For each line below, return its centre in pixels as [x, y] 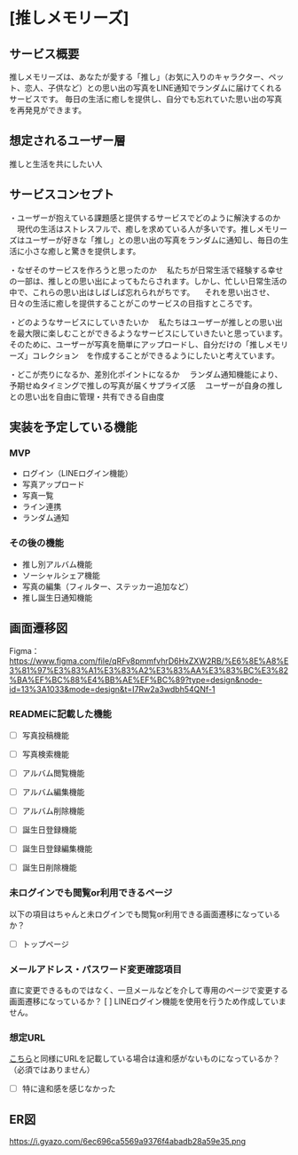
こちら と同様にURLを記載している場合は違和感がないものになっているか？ [145, 1059]
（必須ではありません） [52, 1070]
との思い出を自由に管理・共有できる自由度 [87, 396]
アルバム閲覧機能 [53, 773]
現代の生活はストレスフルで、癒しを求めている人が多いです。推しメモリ [148, 228]
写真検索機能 [45, 754]
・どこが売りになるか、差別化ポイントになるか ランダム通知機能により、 [146, 374]
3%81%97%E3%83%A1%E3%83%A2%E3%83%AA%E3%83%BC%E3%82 [149, 671]
